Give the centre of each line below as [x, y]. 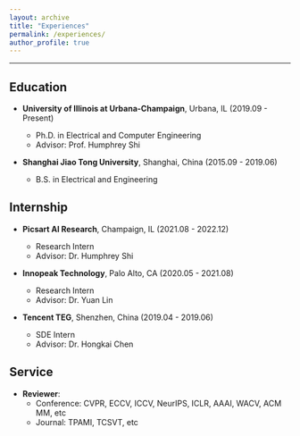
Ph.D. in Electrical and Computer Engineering [118, 136]
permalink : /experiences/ [57, 34]
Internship [39, 208]
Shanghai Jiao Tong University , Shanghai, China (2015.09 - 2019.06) [150, 163]
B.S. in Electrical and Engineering [96, 180]
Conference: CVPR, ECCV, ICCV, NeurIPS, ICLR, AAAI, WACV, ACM [158, 403]
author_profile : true [50, 42]
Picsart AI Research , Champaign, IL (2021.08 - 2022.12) [125, 229]
